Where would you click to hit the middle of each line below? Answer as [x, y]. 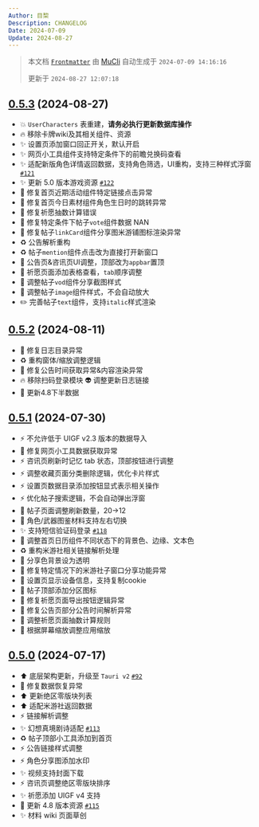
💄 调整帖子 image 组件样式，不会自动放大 [84, 292]
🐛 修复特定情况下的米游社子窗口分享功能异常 [93, 570]
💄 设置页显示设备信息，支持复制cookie [83, 580]
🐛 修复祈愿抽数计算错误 [58, 213]
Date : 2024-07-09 [37, 30]
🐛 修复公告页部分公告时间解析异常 [75, 609]
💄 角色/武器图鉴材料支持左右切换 [73, 520]
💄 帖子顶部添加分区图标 [58, 590]
